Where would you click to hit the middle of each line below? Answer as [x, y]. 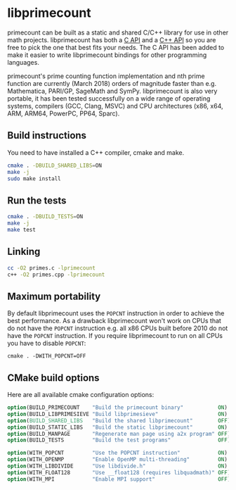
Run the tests [37, 200]
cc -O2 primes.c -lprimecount [52, 268]
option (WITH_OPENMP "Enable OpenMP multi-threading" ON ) [118, 460]
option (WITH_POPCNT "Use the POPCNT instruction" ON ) [118, 453]
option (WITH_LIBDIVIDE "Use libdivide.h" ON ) [118, 466]
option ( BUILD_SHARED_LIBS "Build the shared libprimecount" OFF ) [119, 420]
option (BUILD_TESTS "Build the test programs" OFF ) [119, 440]
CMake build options [53, 378]
